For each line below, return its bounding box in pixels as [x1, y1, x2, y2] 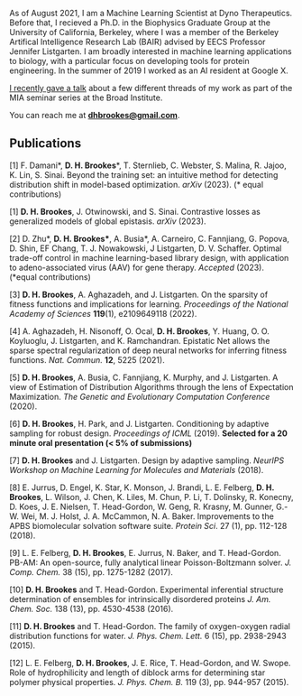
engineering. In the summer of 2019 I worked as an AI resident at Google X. [9, 65, 288, 76]
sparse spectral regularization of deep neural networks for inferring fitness [9, 345, 287, 356]
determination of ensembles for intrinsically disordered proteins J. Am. [9, 593, 271, 604]
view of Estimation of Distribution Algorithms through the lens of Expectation [9, 381, 294, 392]
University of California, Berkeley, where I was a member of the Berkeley [9, 27, 279, 37]
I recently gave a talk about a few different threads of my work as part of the [9, 83, 293, 93]
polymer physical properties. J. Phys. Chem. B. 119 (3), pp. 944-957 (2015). [9, 676, 289, 687]
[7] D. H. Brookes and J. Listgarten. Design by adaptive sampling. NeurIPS [9, 455, 285, 466]
